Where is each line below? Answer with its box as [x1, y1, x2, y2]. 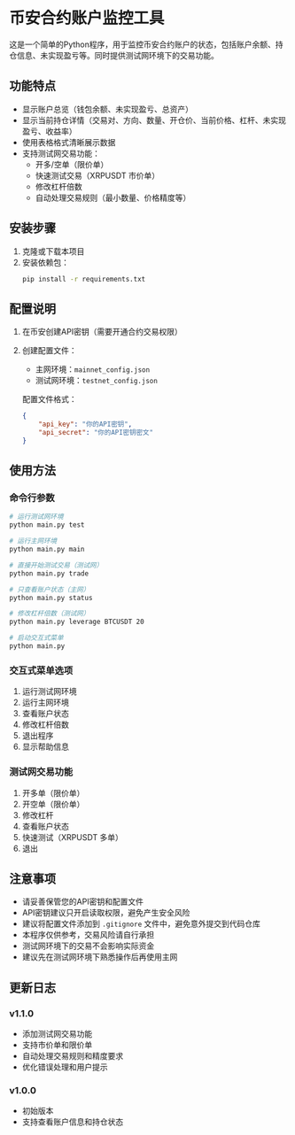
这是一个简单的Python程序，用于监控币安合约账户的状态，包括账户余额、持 [9, 39, 283, 50]
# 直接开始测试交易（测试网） [9, 560, 104, 569]
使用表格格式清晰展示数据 [21, 136, 116, 147]
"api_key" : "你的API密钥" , [38, 420, 133, 429]
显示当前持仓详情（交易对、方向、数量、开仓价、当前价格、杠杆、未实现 [21, 114, 286, 125]
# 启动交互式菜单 [9, 634, 64, 643]
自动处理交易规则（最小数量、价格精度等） [35, 192, 191, 203]
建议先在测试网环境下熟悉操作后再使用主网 [21, 952, 178, 962]
